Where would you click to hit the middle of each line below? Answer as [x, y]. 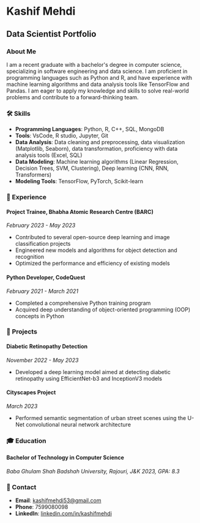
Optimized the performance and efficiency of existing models [92, 263]
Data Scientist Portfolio [51, 34]
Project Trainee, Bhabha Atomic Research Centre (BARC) [80, 212]
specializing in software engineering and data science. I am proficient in [97, 71]
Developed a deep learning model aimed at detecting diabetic [93, 372]
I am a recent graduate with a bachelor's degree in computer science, [94, 64]
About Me [21, 52]
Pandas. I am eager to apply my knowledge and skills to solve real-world [98, 91]
